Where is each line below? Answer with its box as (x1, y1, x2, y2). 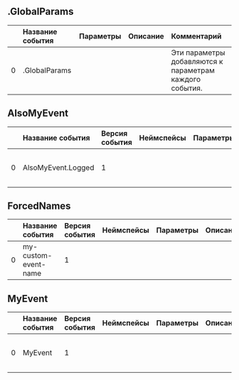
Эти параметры (171, 48, 225, 58)
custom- (22, 251, 53, 261)
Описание (127, 31, 165, 41)
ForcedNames (7, 200, 71, 212)
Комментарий (171, 31, 222, 41)
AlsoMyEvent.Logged (22, 163, 95, 173)
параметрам (171, 65, 216, 75)
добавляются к (171, 56, 223, 66)
